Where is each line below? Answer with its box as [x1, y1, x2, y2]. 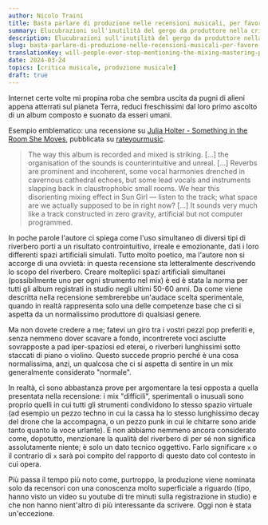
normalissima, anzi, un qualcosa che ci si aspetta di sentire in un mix [8, 359, 234, 368]
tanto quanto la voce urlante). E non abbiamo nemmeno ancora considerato [8, 425, 257, 435]
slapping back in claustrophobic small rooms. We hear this [27, 183, 220, 193]
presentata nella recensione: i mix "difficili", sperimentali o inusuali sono [8, 391, 245, 400]
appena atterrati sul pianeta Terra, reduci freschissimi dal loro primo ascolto [8, 101, 258, 111]
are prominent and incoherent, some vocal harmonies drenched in [27, 166, 246, 176]
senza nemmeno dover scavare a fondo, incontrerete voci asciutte [8, 333, 227, 343]
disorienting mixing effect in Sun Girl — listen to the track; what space [27, 192, 258, 201]
